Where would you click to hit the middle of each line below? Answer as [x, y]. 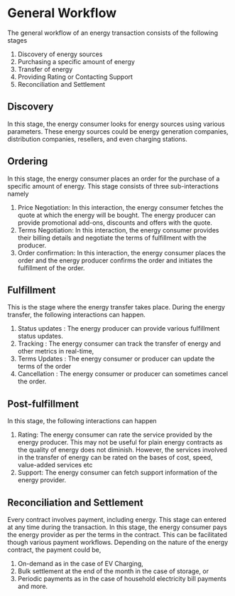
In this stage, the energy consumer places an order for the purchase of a [114, 179]
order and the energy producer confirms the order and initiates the [115, 260]
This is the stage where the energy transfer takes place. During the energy [116, 307]
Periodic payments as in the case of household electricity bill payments [122, 579]
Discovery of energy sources [60, 54]
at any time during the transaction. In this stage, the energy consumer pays [117, 527]
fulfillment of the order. [51, 267]
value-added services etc [55, 465]
